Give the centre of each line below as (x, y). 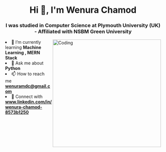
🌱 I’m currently (26, 42)
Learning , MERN (23, 53)
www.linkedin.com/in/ (28, 102)
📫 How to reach (28, 74)
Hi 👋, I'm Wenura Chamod (83, 10)
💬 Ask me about (27, 63)
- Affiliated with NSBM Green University (83, 31)
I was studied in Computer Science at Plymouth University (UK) (83, 26)
